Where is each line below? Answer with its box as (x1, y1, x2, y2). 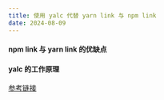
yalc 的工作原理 (8, 64, 60, 74)
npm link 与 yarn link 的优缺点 (8, 44, 107, 54)
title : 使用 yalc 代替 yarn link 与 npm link (8, 11, 157, 20)
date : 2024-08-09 (8, 19, 66, 27)
